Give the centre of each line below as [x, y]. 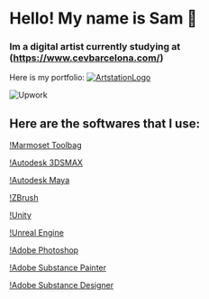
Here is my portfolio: [47, 78]
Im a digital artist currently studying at [95, 47]
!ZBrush [24, 198]
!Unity [20, 215]
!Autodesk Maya [40, 181]
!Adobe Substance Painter [58, 268]
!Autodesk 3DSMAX [46, 163]
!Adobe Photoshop [44, 250]
